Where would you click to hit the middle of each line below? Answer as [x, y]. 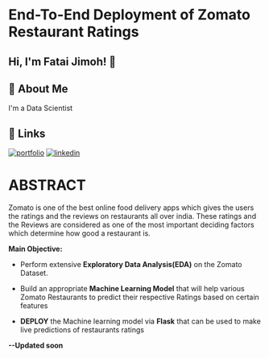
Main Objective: [35, 249]
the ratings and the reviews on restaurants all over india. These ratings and [132, 216]
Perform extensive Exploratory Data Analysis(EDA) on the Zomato [131, 265]
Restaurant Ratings [74, 32]
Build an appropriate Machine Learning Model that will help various [132, 289]
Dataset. [34, 273]
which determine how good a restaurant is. [79, 233]
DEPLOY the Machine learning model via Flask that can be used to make [141, 321]
